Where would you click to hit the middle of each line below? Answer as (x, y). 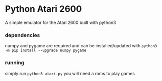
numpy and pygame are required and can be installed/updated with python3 (81, 46)
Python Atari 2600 (44, 9)
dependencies (23, 35)
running (15, 63)
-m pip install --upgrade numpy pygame (46, 51)
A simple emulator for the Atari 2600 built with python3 (61, 22)
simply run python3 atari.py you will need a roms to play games (70, 73)
